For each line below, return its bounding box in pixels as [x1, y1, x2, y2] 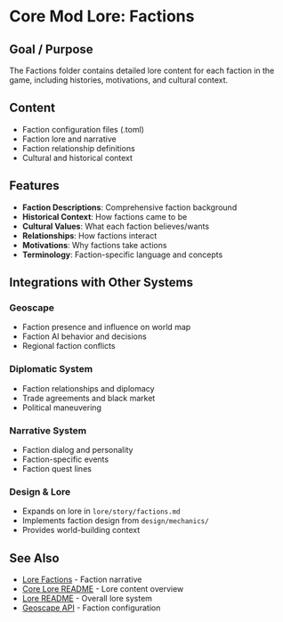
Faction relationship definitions [21, 142, 135, 153]
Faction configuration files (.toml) [21, 124, 145, 134]
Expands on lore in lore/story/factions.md [21, 505, 181, 517]
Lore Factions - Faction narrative [21, 574, 142, 585]
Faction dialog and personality [21, 444, 133, 455]
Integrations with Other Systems [9, 275, 194, 290]
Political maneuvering [21, 402, 102, 413]
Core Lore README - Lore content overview [21, 584, 184, 594]
